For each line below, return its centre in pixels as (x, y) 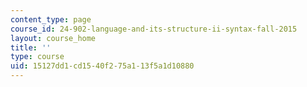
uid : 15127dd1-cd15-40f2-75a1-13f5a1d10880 (102, 66)
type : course (37, 57)
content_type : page (51, 19)
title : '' (31, 47)
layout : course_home (53, 38)
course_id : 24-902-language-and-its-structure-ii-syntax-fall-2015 (154, 29)
